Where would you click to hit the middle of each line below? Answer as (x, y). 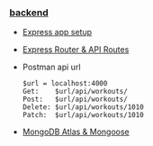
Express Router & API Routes (76, 50)
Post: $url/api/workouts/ (75, 100)
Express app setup (57, 32)
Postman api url (51, 67)
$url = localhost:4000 (65, 84)
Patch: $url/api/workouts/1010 (83, 115)
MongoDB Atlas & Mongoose (76, 132)
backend (29, 13)
